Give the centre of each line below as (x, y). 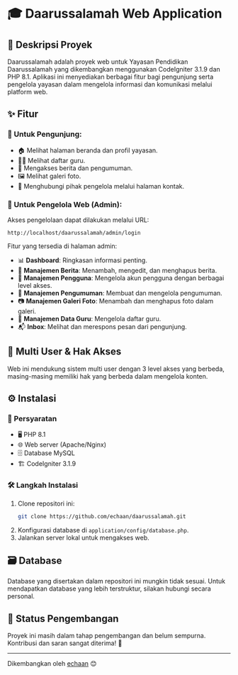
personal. (21, 596)
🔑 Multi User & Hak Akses (64, 352)
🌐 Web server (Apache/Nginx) (62, 445)
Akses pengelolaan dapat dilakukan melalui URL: (78, 220)
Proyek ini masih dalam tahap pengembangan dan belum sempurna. (107, 636)
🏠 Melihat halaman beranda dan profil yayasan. (87, 150)
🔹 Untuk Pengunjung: (45, 134)
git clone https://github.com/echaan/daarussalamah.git (102, 516)
